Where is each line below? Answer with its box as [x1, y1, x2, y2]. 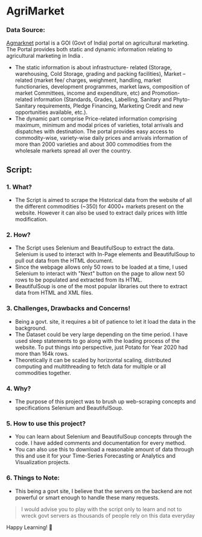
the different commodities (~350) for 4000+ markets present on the [14, 203, 184, 210]
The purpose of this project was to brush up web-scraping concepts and [14, 398, 196, 405]
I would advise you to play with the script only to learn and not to [21, 505, 182, 513]
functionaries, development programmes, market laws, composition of [14, 83, 190, 90]
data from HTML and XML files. [14, 289, 93, 297]
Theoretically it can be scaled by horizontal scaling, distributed [14, 356, 172, 363]
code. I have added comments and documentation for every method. [14, 439, 186, 447]
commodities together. [14, 369, 71, 376]
